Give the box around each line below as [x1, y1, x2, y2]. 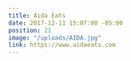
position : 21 [8, 26, 52, 34]
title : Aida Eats [8, 11, 66, 20]
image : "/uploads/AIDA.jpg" [8, 33, 102, 42]
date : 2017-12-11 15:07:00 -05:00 [8, 19, 124, 27]
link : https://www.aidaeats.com [8, 41, 116, 49]
